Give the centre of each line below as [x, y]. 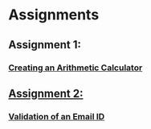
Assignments [54, 15]
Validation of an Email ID [57, 116]
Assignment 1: [45, 45]
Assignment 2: [46, 93]
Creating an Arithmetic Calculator [75, 68]
